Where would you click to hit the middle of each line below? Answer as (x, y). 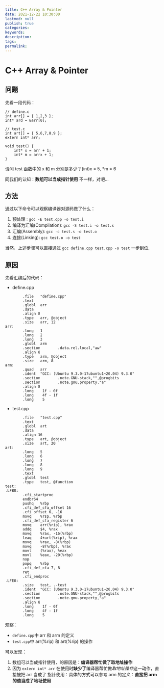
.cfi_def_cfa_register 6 (48, 521)
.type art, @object (45, 439)
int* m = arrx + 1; (34, 155)
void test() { (20, 146)
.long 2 (33, 335)
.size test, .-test (45, 585)
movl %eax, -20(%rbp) (48, 555)
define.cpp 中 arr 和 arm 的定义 (43, 635)
